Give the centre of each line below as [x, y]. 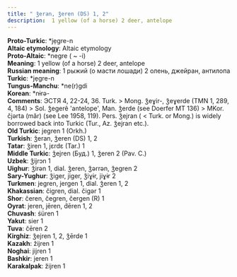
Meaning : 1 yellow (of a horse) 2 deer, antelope [76, 63]
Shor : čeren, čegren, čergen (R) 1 [56, 198]
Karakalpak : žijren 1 [36, 266]
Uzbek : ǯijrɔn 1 [29, 160]
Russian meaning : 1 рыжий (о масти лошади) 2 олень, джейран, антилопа [119, 71]
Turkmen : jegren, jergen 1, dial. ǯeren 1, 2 [68, 183]
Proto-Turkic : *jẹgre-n [40, 40]
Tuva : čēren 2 [28, 228]
